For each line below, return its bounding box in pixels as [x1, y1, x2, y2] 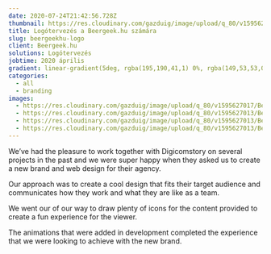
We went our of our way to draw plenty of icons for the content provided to [8, 203, 258, 213]
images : [8, 94, 35, 102]
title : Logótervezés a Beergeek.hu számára [8, 27, 157, 35]
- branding [15, 86, 52, 95]
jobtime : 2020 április [8, 57, 85, 65]
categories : [8, 72, 48, 80]
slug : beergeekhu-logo [8, 34, 85, 43]
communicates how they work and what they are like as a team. [8, 187, 220, 198]
